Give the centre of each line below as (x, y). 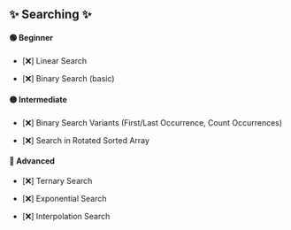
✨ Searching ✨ (50, 15)
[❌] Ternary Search (57, 181)
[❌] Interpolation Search (66, 216)
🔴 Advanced (32, 161)
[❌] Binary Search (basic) (68, 78)
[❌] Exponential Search (64, 199)
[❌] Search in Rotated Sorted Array (86, 140)
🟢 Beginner (31, 37)
